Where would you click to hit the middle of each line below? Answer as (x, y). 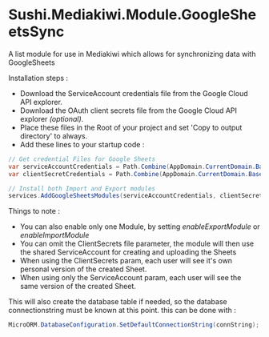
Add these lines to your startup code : (82, 144)
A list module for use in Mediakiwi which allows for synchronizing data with (132, 54)
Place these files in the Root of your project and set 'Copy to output (131, 127)
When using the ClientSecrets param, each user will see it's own (126, 261)
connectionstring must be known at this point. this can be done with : (122, 311)
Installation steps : (38, 78)
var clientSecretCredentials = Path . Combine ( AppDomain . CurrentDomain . (128, 174)
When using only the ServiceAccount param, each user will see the (130, 278)
